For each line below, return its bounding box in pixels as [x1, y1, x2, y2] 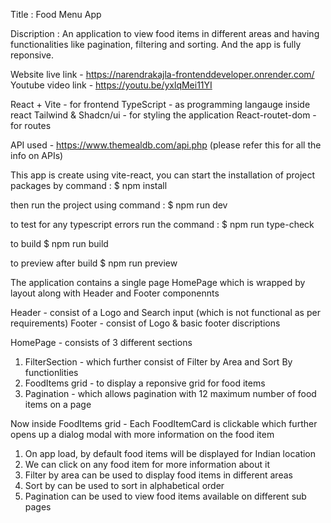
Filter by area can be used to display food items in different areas [24, 469, 293, 481]
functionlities [24, 367, 79, 378]
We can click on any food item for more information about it [24, 459, 270, 470]
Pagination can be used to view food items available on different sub [24, 490, 307, 502]
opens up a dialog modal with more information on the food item [10, 429, 275, 440]
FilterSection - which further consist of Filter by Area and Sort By [24, 356, 293, 368]
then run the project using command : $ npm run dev [10, 199, 228, 211]
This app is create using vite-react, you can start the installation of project [10, 169, 316, 181]
